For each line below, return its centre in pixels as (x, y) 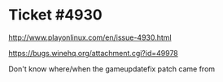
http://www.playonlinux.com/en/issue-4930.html (90, 37)
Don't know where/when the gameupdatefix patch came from (112, 69)
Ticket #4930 (56, 15)
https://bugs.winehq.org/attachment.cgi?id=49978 (94, 53)
